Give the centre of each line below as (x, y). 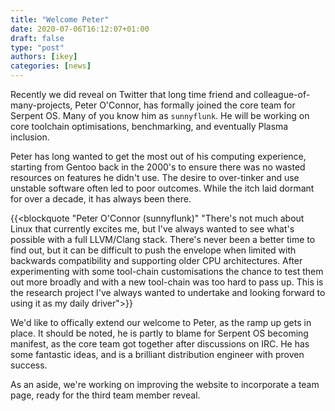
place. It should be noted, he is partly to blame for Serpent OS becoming (159, 333)
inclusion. (30, 137)
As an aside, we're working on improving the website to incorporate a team (165, 384)
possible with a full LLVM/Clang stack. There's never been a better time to (163, 239)
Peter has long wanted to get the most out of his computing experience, (158, 156)
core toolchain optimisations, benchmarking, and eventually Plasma (149, 126)
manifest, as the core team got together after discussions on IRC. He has (160, 344)
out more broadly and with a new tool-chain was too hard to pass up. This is (167, 282)
